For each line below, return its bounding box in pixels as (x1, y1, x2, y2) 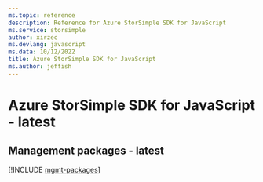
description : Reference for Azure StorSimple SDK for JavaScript (8, 19, 226, 27)
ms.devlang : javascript (8, 41, 86, 49)
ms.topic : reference (8, 11, 76, 20)
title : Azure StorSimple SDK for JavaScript (8, 56, 156, 64)
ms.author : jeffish (8, 63, 72, 71)
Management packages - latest (8, 144, 165, 158)
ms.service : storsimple (8, 26, 86, 34)
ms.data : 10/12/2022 (8, 48, 76, 56)
